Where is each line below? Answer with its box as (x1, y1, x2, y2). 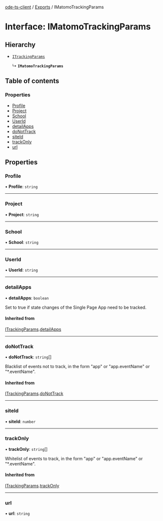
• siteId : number (5, 418, 36, 424)
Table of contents (5, 77, 59, 85)
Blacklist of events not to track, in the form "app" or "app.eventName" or (5, 364, 150, 370)
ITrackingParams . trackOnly (5, 483, 60, 489)
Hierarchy (5, 40, 36, 49)
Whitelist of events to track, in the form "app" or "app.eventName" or (5, 455, 143, 462)
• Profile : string (5, 184, 38, 189)
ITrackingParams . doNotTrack (5, 391, 64, 396)
